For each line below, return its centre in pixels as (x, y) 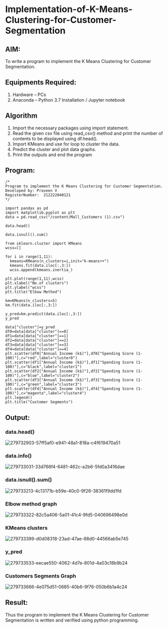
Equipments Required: (41, 82)
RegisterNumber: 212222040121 (38, 195)
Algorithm (21, 116)
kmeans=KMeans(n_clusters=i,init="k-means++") (59, 261)
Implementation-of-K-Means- (69, 9)
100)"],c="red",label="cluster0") (41, 358)
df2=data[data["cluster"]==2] (37, 341)
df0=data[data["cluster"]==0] (37, 332)
